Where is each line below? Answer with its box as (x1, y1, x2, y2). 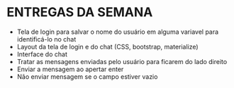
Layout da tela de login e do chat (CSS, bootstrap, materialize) (16, 42, 199, 51)
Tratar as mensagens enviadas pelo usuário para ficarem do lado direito (16, 57, 228, 65)
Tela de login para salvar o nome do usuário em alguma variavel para (16, 27, 219, 36)
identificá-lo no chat (16, 34, 77, 43)
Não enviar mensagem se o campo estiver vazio (16, 72, 158, 81)
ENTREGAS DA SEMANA (6, 4, 153, 20)
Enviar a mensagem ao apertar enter (16, 65, 124, 73)
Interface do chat (16, 50, 68, 58)
